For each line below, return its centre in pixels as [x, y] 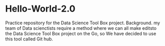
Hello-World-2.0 [40, 9]
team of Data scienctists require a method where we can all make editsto [81, 28]
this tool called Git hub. [29, 39]
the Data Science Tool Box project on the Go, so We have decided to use [81, 33]
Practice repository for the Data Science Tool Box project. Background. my [83, 23]
